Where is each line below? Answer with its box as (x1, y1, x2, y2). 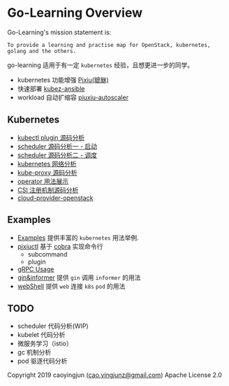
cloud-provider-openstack (17, 194, 94, 202)
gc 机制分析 (17, 348, 52, 357)
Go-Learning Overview (7, 5, 143, 21)
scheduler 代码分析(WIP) (17, 322, 89, 330)
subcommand (27, 250, 68, 258)
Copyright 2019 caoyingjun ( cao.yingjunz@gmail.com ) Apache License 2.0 (7, 371, 222, 379)
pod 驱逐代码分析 (17, 357, 68, 365)
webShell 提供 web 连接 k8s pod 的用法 (17, 282, 126, 290)
